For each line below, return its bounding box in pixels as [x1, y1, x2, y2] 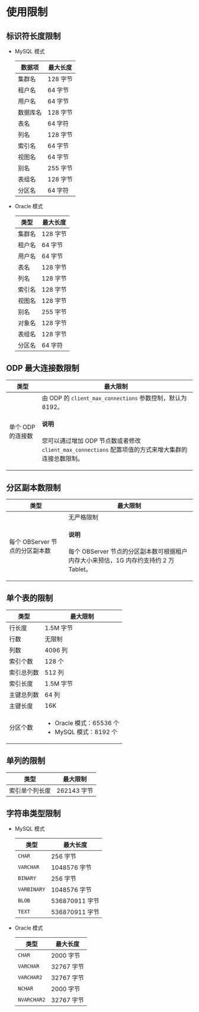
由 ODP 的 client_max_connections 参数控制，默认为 [41, 393, 187, 402]
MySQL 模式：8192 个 [54, 727, 118, 736]
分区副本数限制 [6, 483, 61, 493]
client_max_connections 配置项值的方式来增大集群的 [41, 446, 188, 454]
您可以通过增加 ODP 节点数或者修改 [41, 437, 141, 445]
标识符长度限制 [6, 31, 61, 41]
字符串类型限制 [6, 808, 61, 818]
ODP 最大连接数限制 [6, 363, 79, 373]
